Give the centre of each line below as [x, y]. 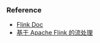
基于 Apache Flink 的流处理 [54, 33]
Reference [24, 10]
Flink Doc [30, 25]
